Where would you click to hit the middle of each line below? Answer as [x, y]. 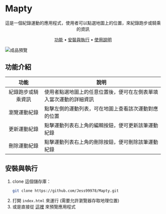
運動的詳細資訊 [76, 99]
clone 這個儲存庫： [31, 181]
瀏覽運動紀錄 [23, 112]
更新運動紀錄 [23, 129]
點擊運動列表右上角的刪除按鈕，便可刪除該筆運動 [101, 142]
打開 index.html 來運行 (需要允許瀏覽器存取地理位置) [66, 201]
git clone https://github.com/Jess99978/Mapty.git [65, 191]
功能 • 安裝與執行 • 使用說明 [83, 40]
